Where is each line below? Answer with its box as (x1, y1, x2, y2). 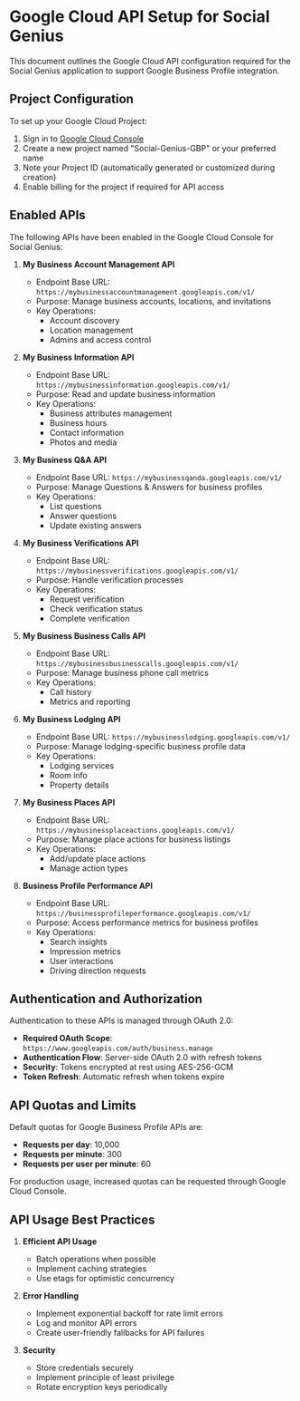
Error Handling (22, 1290, 80, 1301)
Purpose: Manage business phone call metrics (35, 667, 210, 678)
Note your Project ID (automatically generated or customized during (22, 161, 276, 173)
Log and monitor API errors (35, 1318, 137, 1329)
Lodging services (49, 759, 115, 771)
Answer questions (49, 510, 117, 521)
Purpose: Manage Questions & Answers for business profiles (35, 481, 263, 492)
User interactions (49, 955, 114, 966)
